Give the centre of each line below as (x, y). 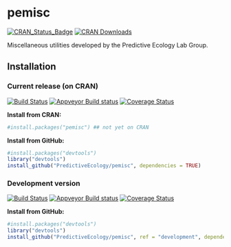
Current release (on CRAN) (53, 86)
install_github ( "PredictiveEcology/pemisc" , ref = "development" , (104, 237)
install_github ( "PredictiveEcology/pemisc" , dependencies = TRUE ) (104, 166)
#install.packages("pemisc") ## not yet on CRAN (78, 127)
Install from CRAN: (34, 114)
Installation (32, 67)
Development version (44, 184)
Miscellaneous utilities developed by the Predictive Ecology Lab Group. (108, 45)
